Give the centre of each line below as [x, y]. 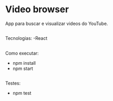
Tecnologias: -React [26, 38]
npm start [23, 68]
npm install [24, 63]
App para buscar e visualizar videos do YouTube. [57, 23]
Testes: [13, 83]
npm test [22, 93]
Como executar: [22, 53]
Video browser [37, 9]
